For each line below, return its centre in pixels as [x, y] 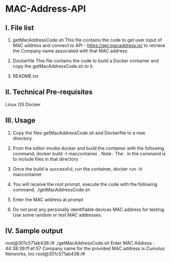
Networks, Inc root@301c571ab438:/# [45, 254]
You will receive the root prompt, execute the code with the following [85, 184]
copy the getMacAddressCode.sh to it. [53, 66]
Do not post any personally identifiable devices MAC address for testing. [89, 209]
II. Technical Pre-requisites [49, 92]
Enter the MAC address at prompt [48, 199]
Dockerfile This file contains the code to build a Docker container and [86, 61]
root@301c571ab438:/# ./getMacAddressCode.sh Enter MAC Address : [80, 243]
